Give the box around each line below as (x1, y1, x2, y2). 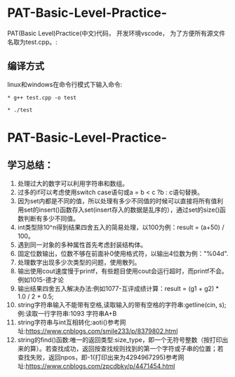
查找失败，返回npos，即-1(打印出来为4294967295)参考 (17, 352, 178, 362)
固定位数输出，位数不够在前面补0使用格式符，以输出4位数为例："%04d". (17, 249, 229, 257)
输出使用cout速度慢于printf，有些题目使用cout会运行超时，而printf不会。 (17, 266, 228, 275)
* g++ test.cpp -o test (7, 94, 77, 101)
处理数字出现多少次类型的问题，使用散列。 (17, 258, 141, 266)
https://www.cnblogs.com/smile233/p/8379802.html (25, 327, 178, 335)
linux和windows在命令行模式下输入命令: (7, 80, 123, 88)
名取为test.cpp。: (7, 37, 58, 46)
